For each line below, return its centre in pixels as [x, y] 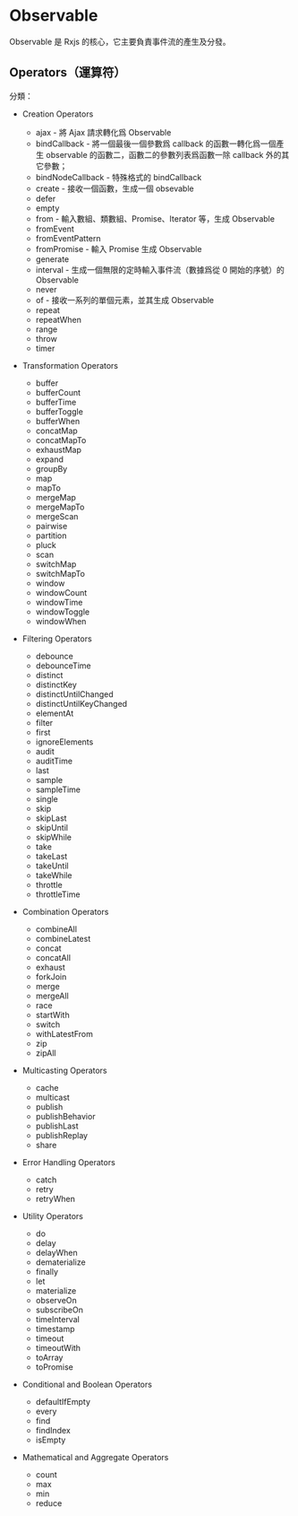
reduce [49, 1503]
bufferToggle [59, 411]
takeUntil [52, 866]
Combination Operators [65, 911]
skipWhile [53, 837]
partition [51, 536]
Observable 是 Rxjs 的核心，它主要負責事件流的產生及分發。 [120, 41]
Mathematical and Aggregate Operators [95, 1457]
